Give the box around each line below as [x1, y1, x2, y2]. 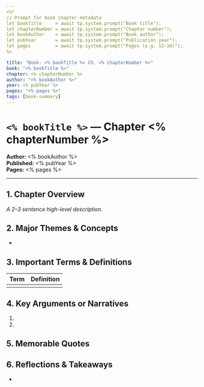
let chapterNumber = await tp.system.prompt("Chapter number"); [6, 26, 172, 32]
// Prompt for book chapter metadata [6, 15, 102, 21]
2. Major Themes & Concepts [6, 223, 118, 233]
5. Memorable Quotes [6, 339, 90, 349]
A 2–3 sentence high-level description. [6, 205, 103, 213]
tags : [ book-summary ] [6, 94, 61, 100]
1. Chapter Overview [6, 190, 85, 200]
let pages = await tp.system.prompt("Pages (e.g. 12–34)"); [6, 43, 183, 49]
